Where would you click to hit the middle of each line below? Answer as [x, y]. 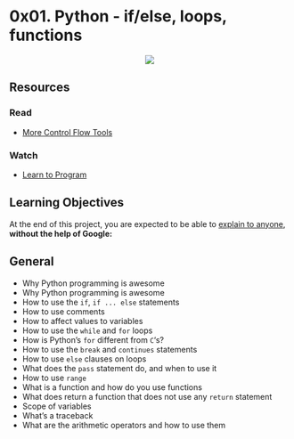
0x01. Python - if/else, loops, [118, 16]
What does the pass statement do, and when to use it [119, 368]
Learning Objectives [67, 203]
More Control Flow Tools [67, 132]
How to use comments [63, 311]
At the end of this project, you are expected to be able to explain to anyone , [147, 224]
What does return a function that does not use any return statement [147, 396]
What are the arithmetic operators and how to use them [124, 425]
